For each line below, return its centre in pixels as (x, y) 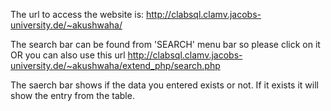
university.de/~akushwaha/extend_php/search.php (115, 65)
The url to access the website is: (77, 14)
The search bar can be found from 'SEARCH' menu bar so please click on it (165, 44)
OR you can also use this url (68, 55)
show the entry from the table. (72, 95)
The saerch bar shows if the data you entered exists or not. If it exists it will (164, 85)
